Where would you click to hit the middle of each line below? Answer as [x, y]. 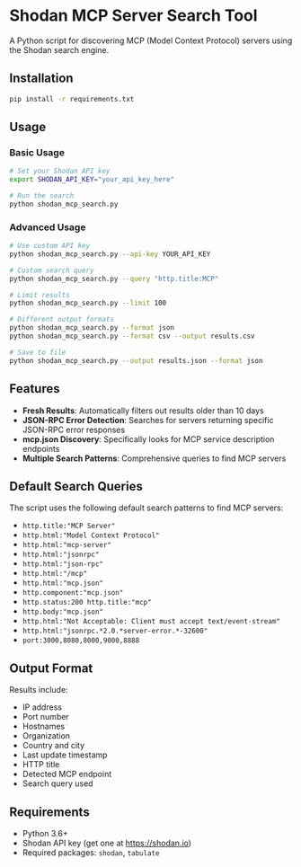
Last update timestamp [65, 755]
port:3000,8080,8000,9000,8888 [81, 641]
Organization [46, 736]
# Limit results [40, 295]
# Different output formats [62, 320]
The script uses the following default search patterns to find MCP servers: [146, 508]
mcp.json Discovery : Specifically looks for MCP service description [148, 439]
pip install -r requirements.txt [72, 99]
